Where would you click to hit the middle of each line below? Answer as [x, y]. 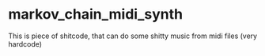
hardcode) [25, 44]
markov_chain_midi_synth [96, 14]
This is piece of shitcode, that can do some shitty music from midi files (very [133, 36]
